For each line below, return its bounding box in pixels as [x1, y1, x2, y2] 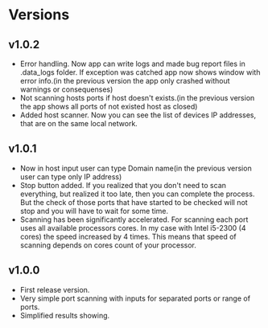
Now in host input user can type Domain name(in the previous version [19, 163, 252, 173]
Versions [8, 6, 70, 24]
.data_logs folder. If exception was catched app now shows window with [19, 68, 261, 77]
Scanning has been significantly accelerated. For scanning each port [19, 215, 249, 224]
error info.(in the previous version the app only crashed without [19, 76, 231, 85]
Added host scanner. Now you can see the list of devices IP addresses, [19, 110, 257, 120]
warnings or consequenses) [19, 84, 113, 94]
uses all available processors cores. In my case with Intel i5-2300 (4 [19, 223, 246, 232]
